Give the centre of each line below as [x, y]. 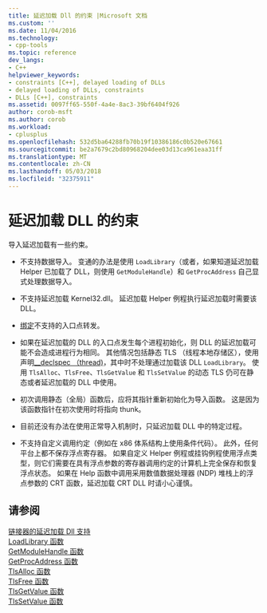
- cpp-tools [28, 45]
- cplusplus [28, 134]
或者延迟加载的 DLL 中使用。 [74, 382]
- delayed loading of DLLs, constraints [77, 90]
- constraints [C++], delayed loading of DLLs [87, 82]
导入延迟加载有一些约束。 [50, 244]
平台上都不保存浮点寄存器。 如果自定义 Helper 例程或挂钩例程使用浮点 [135, 453]
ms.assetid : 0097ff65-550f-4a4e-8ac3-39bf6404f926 [94, 105]
